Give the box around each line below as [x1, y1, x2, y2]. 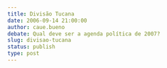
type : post [7, 50, 40, 57]
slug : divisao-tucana [7, 37, 72, 44]
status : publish [7, 43, 55, 50]
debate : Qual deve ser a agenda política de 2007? [7, 30, 161, 38]
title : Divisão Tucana [7, 10, 75, 18]
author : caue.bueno [7, 23, 65, 30]
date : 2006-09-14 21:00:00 [7, 17, 87, 24]
